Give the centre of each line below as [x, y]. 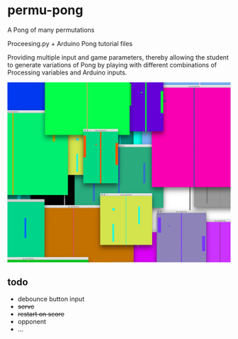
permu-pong [45, 10]
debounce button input [51, 299]
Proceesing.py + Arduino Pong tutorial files [70, 43]
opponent [32, 322]
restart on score [41, 314]
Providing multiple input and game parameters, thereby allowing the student [118, 57]
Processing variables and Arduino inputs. [67, 72]
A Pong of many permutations [51, 30]
